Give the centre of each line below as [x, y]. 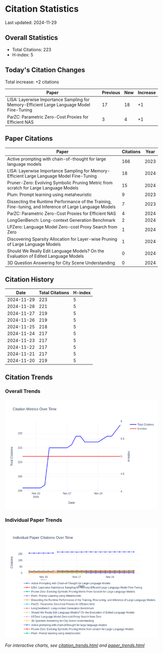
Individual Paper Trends [34, 520]
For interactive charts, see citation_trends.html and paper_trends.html [75, 645]
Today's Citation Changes [45, 70]
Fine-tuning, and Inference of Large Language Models [61, 207]
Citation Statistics [42, 9]
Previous [111, 93]
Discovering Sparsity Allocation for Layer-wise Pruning [62, 239]
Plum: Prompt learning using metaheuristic [49, 195]
